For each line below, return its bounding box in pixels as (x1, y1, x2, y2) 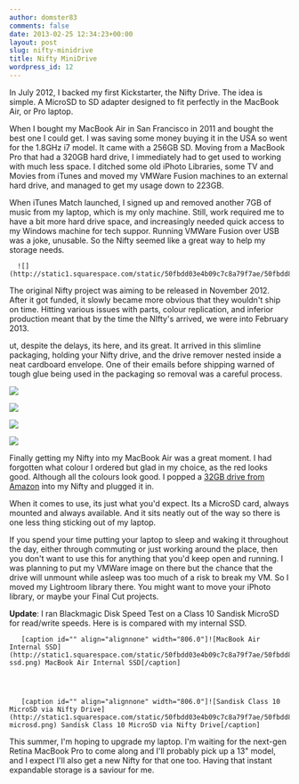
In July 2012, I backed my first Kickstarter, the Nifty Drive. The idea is (9, 86, 263, 98)
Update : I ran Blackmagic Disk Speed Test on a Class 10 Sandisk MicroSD (9, 608, 280, 618)
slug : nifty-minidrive (9, 46, 93, 55)
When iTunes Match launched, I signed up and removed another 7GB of (9, 197, 271, 207)
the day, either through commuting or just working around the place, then (9, 544, 279, 554)
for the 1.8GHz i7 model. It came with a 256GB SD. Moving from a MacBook (9, 141, 286, 152)
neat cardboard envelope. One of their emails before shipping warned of (9, 359, 275, 369)
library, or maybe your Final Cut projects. (9, 591, 159, 602)
